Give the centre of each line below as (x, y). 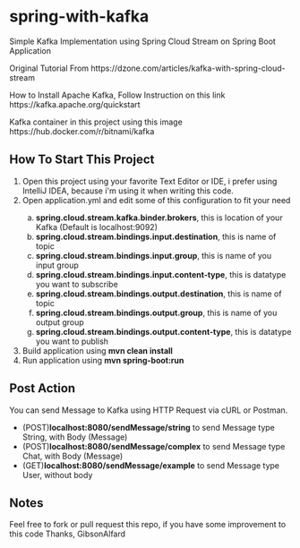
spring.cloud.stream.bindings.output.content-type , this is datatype (163, 331)
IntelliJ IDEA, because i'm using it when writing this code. (128, 191)
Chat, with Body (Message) (73, 456)
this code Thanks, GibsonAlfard (68, 534)
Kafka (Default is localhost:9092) (97, 227)
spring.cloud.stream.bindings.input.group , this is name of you (154, 255)
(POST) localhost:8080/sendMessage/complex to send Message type (154, 446)
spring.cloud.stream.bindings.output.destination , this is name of (159, 294)
